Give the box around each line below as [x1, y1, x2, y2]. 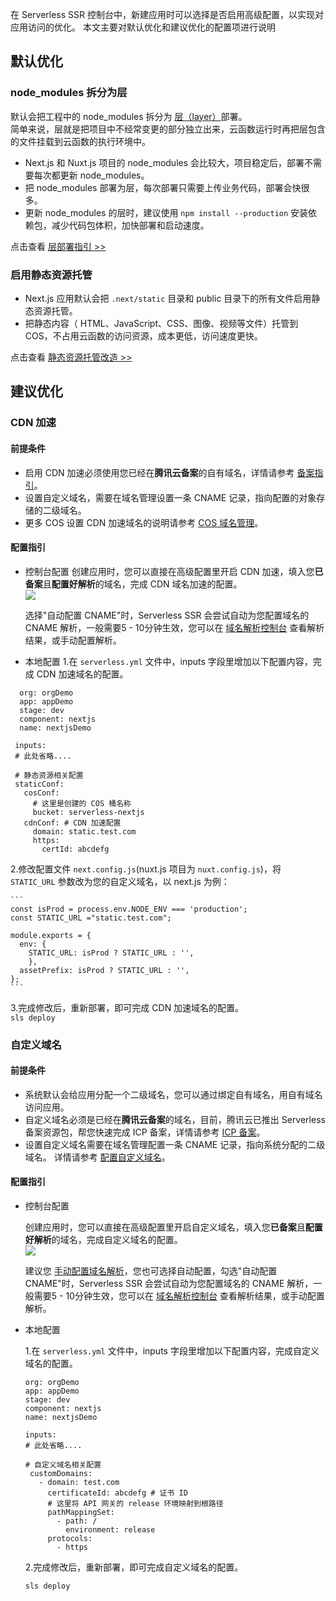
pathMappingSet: [47, 1508, 115, 1518]
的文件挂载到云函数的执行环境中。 [10, 135, 151, 147]
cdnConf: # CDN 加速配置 [23, 818, 122, 828]
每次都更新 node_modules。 [33, 169, 150, 181]
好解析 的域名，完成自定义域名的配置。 [24, 1234, 183, 1246]
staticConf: [14, 779, 65, 789]
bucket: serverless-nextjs [32, 807, 145, 817]
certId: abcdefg [41, 844, 110, 854]
